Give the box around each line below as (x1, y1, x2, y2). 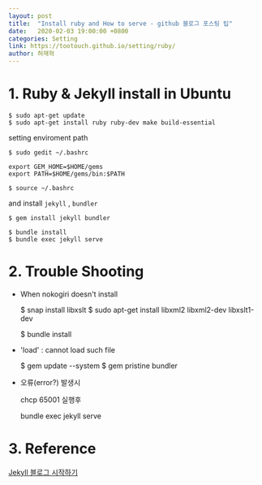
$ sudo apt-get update (8, 111, 85, 119)
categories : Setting (8, 34, 79, 43)
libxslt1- (228, 305, 255, 314)
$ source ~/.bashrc (8, 184, 75, 192)
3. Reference (8, 440, 97, 458)
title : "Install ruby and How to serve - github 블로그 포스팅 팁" (8, 19, 233, 28)
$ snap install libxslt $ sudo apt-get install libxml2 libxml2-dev (19, 305, 227, 314)
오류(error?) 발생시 (19, 377, 81, 387)
